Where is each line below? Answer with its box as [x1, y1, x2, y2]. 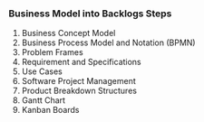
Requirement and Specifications [21, 57, 141, 68]
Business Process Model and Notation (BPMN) [21, 37, 196, 48]
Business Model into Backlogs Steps [8, 7, 172, 20]
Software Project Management [21, 76, 137, 87]
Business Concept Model [21, 28, 116, 39]
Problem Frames [21, 47, 83, 58]
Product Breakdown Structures [21, 85, 138, 97]
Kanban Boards [21, 105, 80, 116]
